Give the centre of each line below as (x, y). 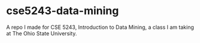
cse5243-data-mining (63, 11)
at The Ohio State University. (42, 33)
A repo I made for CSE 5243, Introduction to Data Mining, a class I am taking (100, 27)
